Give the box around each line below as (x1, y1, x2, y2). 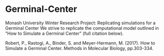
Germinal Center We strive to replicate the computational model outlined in (5, 25, 159, 31)
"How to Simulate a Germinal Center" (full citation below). (5, 30, 124, 36)
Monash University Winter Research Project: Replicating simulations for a (5, 20, 156, 26)
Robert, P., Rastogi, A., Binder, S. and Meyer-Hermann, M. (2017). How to (5, 40, 155, 46)
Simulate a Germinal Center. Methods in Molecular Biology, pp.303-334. (5, 45, 153, 51)
